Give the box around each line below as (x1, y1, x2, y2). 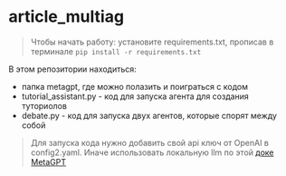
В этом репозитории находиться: (8, 64, 137, 74)
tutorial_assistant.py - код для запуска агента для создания (21, 91, 250, 102)
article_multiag (8, 6, 124, 27)
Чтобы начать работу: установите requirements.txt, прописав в (30, 36, 274, 47)
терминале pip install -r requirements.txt (30, 45, 202, 56)
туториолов (21, 100, 67, 111)
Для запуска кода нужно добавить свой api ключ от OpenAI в (30, 137, 269, 148)
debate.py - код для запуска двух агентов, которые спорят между (21, 110, 278, 121)
